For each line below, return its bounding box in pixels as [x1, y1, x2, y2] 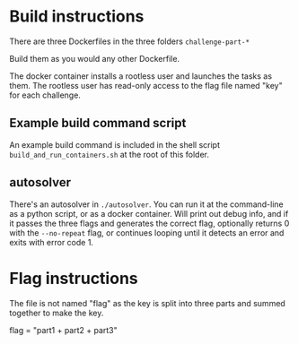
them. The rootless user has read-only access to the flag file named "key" [9, 80, 283, 90]
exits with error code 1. [9, 236, 94, 247]
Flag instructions [9, 268, 138, 288]
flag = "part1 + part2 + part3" [9, 324, 118, 335]
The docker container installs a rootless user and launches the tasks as [9, 70, 272, 82]
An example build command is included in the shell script [9, 139, 220, 150]
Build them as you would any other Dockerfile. [9, 53, 180, 64]
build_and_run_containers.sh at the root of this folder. [9, 149, 209, 159]
